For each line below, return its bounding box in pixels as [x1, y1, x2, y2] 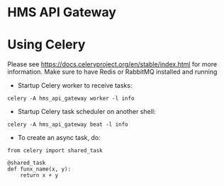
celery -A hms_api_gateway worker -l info [7, 95, 135, 103]
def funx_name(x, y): [7, 165, 72, 173]
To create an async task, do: [17, 134, 101, 142]
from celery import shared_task [7, 147, 103, 154]
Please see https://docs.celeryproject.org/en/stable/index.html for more [7, 60, 218, 69]
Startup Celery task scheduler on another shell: [17, 107, 156, 116]
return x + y [20, 172, 59, 179]
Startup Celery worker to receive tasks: [17, 81, 133, 90]
